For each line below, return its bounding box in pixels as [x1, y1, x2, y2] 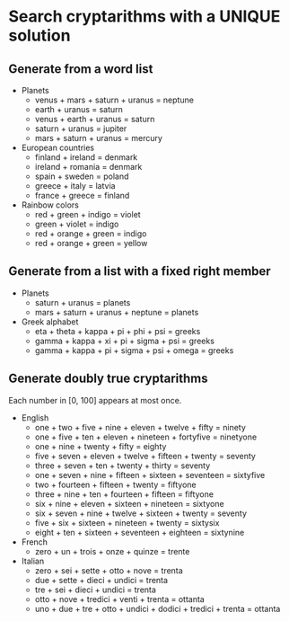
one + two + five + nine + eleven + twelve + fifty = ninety [34, 421, 246, 432]
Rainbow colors [21, 200, 80, 210]
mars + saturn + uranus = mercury [34, 133, 163, 143]
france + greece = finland [34, 191, 130, 200]
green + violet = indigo [34, 218, 119, 229]
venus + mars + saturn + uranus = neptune [34, 94, 195, 105]
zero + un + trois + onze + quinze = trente [34, 546, 190, 556]
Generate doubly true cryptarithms [8, 371, 208, 386]
